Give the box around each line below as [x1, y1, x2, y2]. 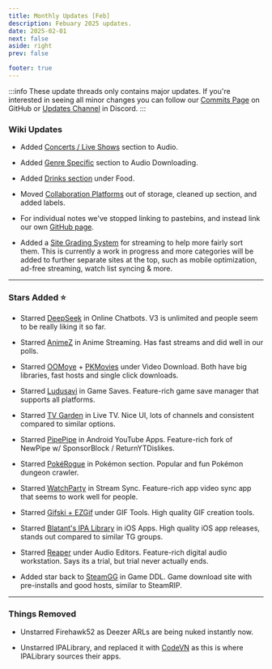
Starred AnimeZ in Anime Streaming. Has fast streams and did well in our [19, 338, 264, 347]
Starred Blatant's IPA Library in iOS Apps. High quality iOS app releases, [19, 523, 261, 533]
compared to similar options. [19, 419, 116, 429]
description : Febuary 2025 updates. [8, 19, 132, 28]
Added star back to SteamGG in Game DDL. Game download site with [19, 572, 253, 582]
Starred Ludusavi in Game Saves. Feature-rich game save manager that [19, 386, 259, 396]
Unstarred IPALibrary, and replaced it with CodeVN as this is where [19, 642, 244, 652]
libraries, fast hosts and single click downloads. [19, 370, 179, 381]
